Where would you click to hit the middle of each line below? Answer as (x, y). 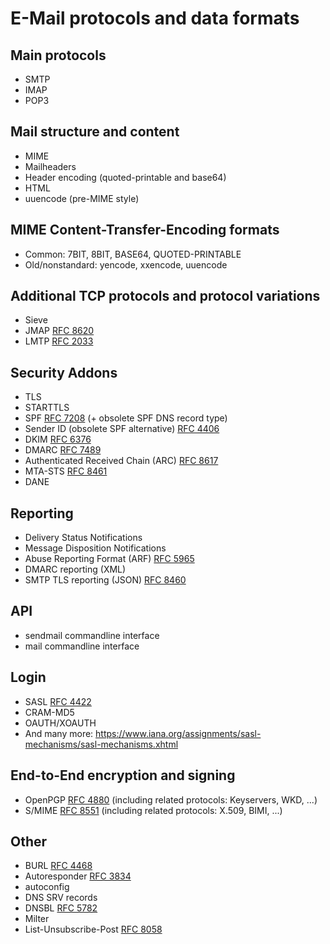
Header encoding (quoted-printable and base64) (125, 177)
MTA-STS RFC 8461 (66, 471)
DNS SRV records (61, 898)
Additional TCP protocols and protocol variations (165, 296)
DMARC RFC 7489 (63, 450)
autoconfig (47, 887)
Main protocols (58, 55)
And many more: (59, 733)
